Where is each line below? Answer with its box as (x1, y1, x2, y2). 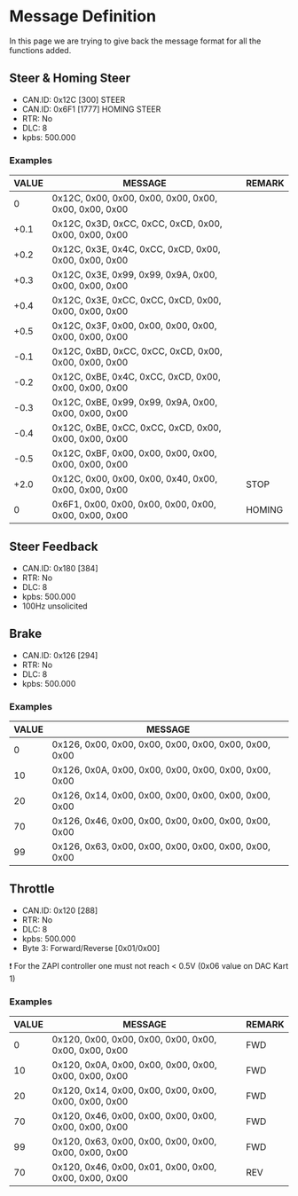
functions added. (9, 44, 72, 55)
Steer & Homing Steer (9, 71, 131, 86)
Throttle (9, 881, 55, 897)
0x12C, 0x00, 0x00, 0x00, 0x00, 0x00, (51, 193, 218, 205)
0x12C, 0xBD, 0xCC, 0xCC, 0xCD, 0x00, (51, 345, 223, 358)
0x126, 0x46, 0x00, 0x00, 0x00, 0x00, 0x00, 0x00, (51, 814, 271, 827)
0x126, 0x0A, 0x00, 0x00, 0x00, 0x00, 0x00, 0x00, (51, 763, 271, 775)
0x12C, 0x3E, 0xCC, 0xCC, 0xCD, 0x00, (51, 295, 222, 307)
